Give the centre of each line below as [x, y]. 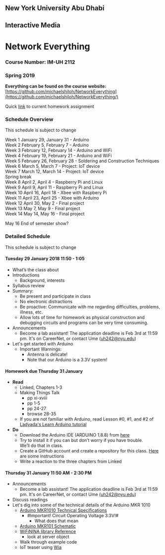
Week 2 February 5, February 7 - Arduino [47, 145]
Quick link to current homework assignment [50, 107]
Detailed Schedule [28, 236]
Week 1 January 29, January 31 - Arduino [47, 140]
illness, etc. [31, 312]
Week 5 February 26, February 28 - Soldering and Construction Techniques [82, 161]
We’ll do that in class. [41, 445]
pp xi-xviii [37, 398]
